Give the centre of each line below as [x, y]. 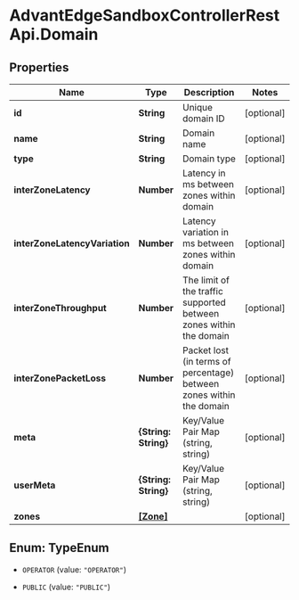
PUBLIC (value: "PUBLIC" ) [66, 587]
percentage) [208, 373]
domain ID [203, 119]
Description [209, 92]
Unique [198, 107]
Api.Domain [54, 34]
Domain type [209, 159]
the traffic [203, 291]
